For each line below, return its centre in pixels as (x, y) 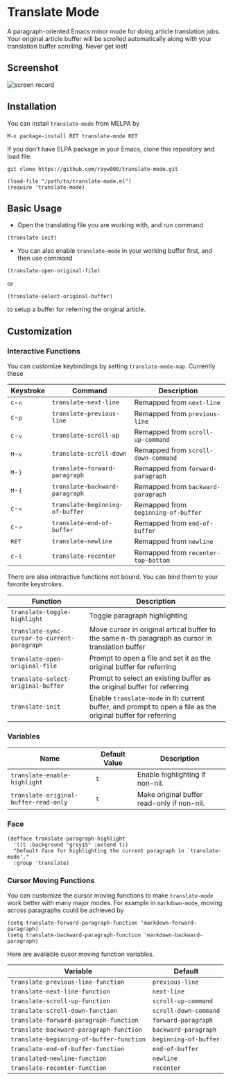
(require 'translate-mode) (46, 187)
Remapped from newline (174, 541)
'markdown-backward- (173, 935)
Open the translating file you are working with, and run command (110, 225)
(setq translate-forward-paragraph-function (72, 923)
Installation (32, 107)
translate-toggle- (41, 612)
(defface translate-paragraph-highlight (67, 839)
